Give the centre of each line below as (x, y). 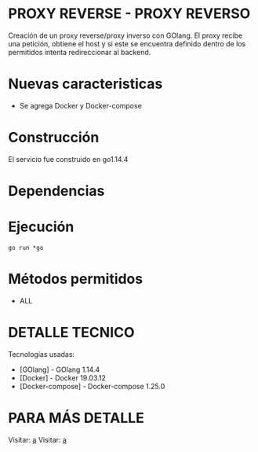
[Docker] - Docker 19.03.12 (62, 377)
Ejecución (41, 227)
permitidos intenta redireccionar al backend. (80, 52)
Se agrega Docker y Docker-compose (81, 105)
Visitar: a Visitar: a (37, 439)
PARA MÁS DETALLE (76, 418)
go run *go (26, 248)
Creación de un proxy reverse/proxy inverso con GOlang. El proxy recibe (125, 35)
